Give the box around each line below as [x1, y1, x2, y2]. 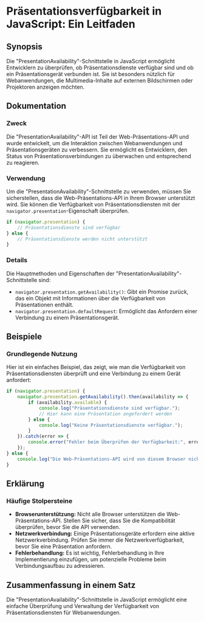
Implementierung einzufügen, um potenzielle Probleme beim [15, 556, 167, 563]
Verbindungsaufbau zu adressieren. [15, 562, 105, 570]
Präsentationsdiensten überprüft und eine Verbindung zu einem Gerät [6, 370, 181, 378]
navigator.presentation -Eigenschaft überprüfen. [6, 207, 129, 214]
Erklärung [6, 479, 44, 489]
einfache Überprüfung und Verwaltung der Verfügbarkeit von [6, 603, 160, 610]
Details [6, 256, 28, 264]
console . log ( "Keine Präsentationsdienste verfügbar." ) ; [38, 422, 183, 428]
